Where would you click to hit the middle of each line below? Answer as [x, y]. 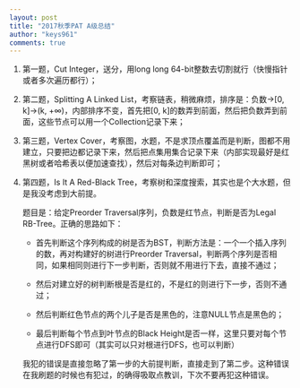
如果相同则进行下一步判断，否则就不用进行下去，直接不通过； [165, 265]
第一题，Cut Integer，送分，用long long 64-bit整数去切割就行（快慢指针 [155, 69]
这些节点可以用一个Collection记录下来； [111, 122]
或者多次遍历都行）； [60, 81]
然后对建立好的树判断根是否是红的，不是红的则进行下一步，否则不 [157, 284]
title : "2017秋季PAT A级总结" [62, 26]
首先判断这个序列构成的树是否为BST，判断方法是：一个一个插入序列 [161, 243]
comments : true [38, 43]
